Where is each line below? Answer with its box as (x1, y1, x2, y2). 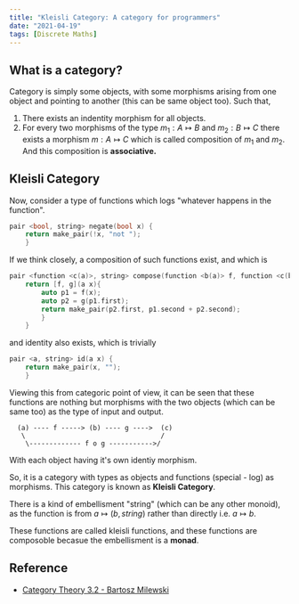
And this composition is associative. (21, 145, 158, 156)
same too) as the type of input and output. (9, 406, 165, 417)
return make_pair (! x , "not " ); (25, 230, 141, 239)
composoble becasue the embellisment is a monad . (9, 535, 199, 545)
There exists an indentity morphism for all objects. (21, 113, 206, 124)
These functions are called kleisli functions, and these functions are (9, 525, 258, 535)
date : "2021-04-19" (9, 21, 82, 30)
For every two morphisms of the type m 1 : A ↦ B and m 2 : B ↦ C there (21, 122, 280, 135)
